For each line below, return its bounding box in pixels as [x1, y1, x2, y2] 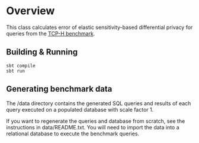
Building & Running [6, 47, 78, 57]
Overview [6, 4, 55, 18]
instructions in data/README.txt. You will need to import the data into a [6, 123, 179, 131]
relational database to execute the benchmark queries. [6, 130, 140, 137]
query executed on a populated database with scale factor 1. [6, 106, 154, 113]
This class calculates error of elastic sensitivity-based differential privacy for [6, 24, 193, 31]
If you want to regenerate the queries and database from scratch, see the [6, 117, 185, 125]
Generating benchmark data [6, 84, 113, 94]
